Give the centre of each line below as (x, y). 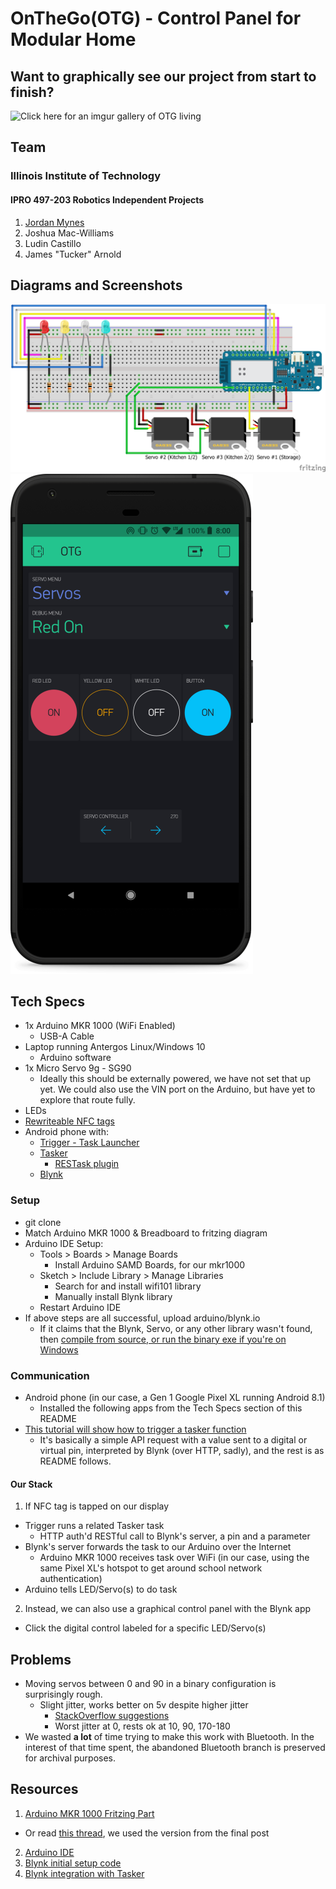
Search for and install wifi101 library (128, 1286)
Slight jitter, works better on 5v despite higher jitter (144, 1704)
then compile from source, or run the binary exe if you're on (163, 1339)
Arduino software (75, 1058)
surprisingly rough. (63, 1694)
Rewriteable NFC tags (69, 1121)
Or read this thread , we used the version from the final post (147, 1833)
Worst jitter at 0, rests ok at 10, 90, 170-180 (142, 1726)
